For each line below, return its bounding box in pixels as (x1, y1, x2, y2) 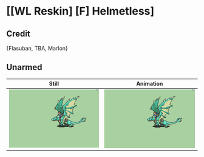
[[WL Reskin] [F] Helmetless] (6, 4, 155, 18)
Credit (6, 29, 30, 39)
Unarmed (6, 62, 42, 72)
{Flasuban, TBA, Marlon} (6, 44, 68, 52)
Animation (136, 80, 163, 88)
